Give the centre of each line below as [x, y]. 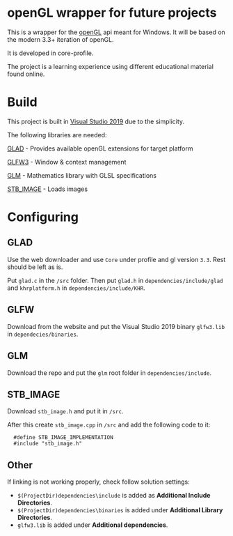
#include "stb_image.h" [48, 444]
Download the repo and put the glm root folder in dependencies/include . [110, 373]
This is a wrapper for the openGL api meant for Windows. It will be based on [116, 32]
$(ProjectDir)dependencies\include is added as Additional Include [114, 496]
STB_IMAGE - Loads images [48, 189]
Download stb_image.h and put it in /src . [65, 411]
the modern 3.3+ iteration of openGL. [61, 39]
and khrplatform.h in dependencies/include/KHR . [77, 288]
